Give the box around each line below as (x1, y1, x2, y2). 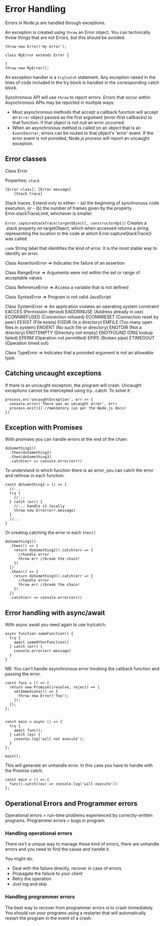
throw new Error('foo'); (18, 693, 69, 698)
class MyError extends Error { (5, 53, 69, 58)
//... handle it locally (14, 504, 65, 509)
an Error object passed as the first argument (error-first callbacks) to (12, 114, 152, 120)
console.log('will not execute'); (14, 737, 84, 742)
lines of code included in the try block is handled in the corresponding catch (5, 79, 160, 85)
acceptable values (5, 274, 43, 280)
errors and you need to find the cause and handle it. (5, 846, 110, 852)
